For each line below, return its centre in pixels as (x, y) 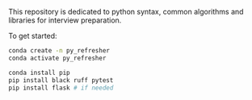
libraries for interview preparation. (65, 20)
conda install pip (39, 73)
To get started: (33, 36)
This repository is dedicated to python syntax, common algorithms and (126, 12)
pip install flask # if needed (61, 88)
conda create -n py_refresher (59, 51)
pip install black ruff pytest (61, 80)
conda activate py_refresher (57, 58)
